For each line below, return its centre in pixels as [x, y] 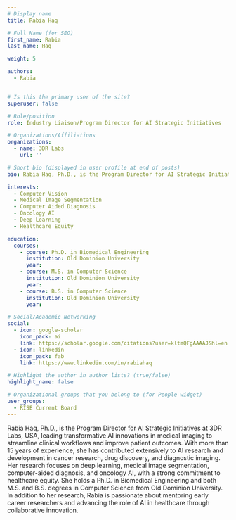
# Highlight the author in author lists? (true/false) [89, 376]
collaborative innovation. [43, 510]
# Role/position [31, 116]
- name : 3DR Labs [39, 148]
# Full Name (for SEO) [40, 33]
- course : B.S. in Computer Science [74, 291]
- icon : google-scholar [48, 330]
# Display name [29, 14]
